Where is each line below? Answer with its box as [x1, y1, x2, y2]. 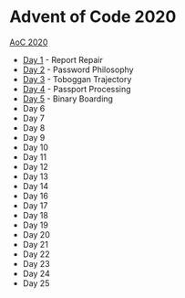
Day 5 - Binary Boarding [22, 93, 114, 104]
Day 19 [22, 219, 48, 230]
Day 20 [22, 229, 50, 239]
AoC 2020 [9, 37, 48, 48]
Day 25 [22, 277, 50, 289]
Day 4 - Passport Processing [22, 83, 131, 94]
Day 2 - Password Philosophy [22, 64, 134, 75]
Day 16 [22, 190, 48, 201]
